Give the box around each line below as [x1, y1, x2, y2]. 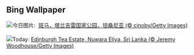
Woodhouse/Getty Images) [6, 42, 74, 49]
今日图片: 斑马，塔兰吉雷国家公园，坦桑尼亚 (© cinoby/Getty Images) [12, 21, 188, 29]
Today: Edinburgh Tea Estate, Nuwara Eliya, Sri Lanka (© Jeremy [12, 36, 176, 43]
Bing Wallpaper [6, 5, 66, 15]
